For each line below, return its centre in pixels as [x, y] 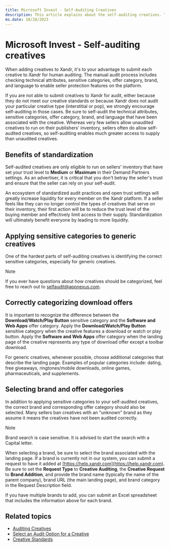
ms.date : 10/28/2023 [27, 19]
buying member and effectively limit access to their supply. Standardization [84, 215]
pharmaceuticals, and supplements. [42, 373]
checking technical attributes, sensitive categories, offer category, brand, [82, 80]
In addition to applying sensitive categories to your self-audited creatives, [82, 402]
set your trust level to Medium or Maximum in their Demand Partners [77, 172]
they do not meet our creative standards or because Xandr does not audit [82, 101]
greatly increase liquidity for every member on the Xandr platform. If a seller [84, 198]
